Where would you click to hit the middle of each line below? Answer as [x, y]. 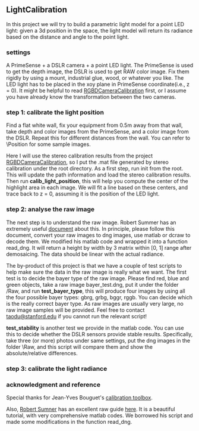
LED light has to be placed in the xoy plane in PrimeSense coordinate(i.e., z [98, 84]
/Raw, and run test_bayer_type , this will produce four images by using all [96, 291]
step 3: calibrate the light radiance [57, 368]
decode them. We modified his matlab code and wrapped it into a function [97, 241]
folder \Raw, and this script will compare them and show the [80, 347]
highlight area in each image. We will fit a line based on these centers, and [97, 188]
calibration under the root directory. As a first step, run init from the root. [95, 169]
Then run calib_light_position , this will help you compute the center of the [97, 181]
